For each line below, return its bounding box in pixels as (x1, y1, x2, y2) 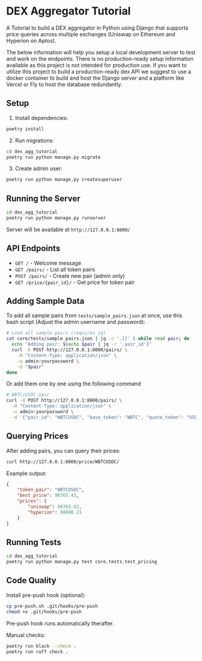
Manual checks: (6, 631, 46, 639)
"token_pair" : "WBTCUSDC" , (17, 487, 85, 493)
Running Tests (6, 537, 61, 547)
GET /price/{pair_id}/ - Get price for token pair (14, 279, 135, 286)
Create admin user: (14, 165, 63, 172)
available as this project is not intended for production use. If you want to (6, 62, 188, 69)
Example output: (6, 469, 47, 477)
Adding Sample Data (6, 296, 85, 306)
